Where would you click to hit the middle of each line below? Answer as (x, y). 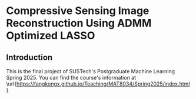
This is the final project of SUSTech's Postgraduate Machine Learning (91, 71)
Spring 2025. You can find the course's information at (71, 78)
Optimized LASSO (51, 36)
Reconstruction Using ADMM (79, 23)
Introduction (29, 57)
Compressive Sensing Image (78, 11)
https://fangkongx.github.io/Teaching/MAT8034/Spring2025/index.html (103, 84)
